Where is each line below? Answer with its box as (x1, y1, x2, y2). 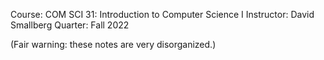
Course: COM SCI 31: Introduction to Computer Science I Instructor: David (10, 9, 315, 20)
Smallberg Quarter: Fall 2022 (10, 19, 130, 31)
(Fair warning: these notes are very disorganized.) (10, 39, 217, 50)
